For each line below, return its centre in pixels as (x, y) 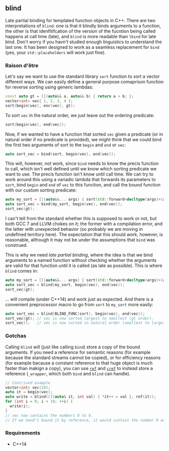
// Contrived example (28, 383)
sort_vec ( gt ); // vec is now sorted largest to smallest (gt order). (80, 318)
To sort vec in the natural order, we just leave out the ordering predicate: (80, 115)
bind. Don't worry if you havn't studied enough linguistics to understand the (83, 42)
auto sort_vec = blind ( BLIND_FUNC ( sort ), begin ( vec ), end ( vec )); (75, 314)
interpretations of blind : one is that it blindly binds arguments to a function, (83, 26)
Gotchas (16, 336)
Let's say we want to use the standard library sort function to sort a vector (82, 76)
